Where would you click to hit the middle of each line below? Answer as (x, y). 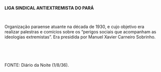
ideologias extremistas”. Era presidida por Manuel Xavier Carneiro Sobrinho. (80, 37)
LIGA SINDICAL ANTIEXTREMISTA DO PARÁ (49, 8)
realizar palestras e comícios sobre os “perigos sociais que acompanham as (80, 32)
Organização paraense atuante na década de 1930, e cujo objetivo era (74, 27)
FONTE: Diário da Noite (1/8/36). (37, 65)
